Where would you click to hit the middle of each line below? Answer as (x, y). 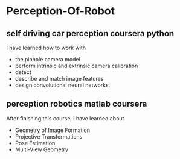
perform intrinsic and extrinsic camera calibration (76, 66)
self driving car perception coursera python (90, 33)
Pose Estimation (35, 143)
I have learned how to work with (46, 48)
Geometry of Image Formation (53, 130)
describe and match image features (59, 79)
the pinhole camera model (47, 59)
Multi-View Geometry (41, 149)
